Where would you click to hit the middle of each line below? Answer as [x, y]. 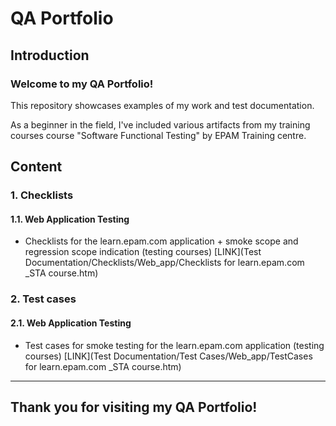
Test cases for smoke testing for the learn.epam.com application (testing [174, 345]
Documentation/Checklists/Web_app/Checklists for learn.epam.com [164, 263]
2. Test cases [43, 299]
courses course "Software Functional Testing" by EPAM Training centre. [158, 135]
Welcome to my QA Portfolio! [82, 84]
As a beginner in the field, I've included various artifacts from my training [160, 124]
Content [36, 167]
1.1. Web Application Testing [70, 219]
